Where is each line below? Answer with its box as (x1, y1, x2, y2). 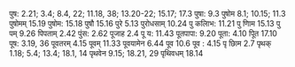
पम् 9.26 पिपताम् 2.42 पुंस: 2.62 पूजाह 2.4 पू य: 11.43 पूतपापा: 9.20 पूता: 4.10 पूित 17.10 (9, 28, 277, 39)
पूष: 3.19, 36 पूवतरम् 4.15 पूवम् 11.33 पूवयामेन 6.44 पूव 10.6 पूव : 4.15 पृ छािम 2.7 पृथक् (9, 38, 272, 48)
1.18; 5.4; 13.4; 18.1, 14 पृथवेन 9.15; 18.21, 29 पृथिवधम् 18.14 (9, 48, 204, 58)
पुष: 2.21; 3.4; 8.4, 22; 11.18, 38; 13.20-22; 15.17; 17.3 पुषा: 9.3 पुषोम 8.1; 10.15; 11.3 (9, 9, 286, 19)
